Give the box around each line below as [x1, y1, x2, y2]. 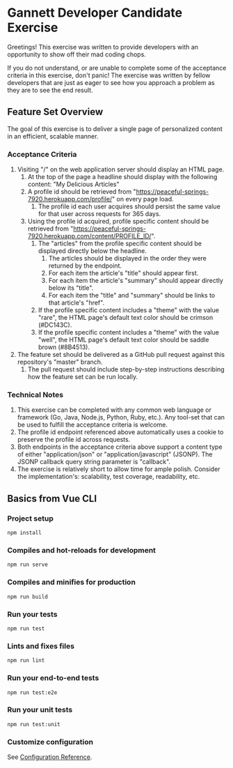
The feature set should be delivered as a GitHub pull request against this [17, 351, 225, 359]
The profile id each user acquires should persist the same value [38, 202, 220, 210]
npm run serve [7, 561, 49, 569]
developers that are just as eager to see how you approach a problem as [7, 78, 215, 86]
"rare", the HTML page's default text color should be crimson [38, 314, 214, 322]
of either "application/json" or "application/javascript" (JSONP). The [17, 450, 213, 459]
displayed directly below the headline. [38, 247, 147, 255]
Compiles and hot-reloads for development [7, 545, 156, 555]
